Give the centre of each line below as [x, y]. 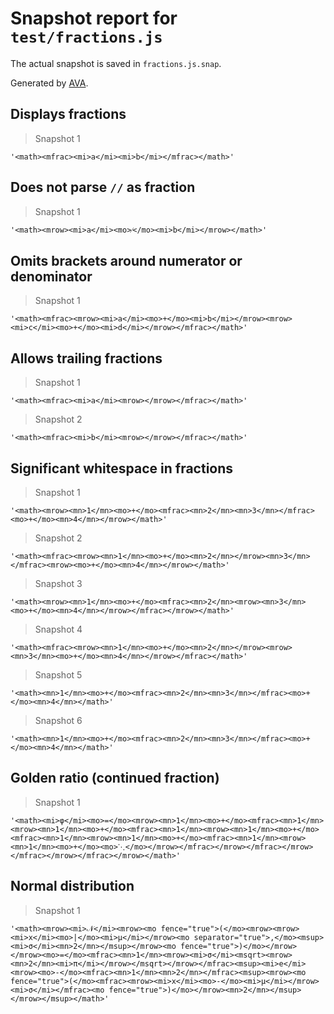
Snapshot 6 [58, 720]
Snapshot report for [94, 18]
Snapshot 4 [58, 629]
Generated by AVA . [49, 83]
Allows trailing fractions [86, 358]
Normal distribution [72, 886]
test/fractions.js [86, 37]
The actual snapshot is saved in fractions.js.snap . [116, 63]
